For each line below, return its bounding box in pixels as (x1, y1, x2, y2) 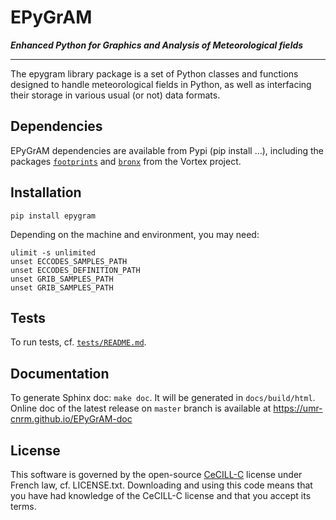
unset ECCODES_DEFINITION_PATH (10, 265, 141, 275)
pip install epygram (10, 211, 97, 221)
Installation (10, 184, 82, 201)
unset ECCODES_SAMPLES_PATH (10, 256, 128, 266)
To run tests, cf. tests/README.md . (10, 336, 147, 348)
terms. (10, 501, 37, 512)
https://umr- (273, 402, 323, 415)
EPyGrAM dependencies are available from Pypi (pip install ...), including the (10, 144, 324, 156)
